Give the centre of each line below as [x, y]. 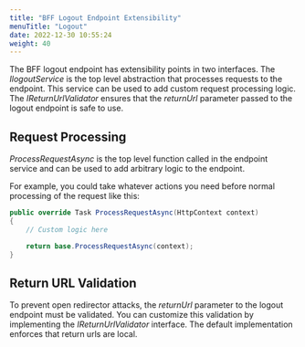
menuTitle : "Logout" [49, 26]
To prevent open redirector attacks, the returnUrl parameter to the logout [147, 305]
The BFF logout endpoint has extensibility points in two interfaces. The [142, 69]
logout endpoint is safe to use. [67, 108]
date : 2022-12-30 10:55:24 [61, 35]
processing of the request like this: [74, 196]
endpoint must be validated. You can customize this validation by [131, 315]
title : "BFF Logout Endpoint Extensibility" [95, 18]
